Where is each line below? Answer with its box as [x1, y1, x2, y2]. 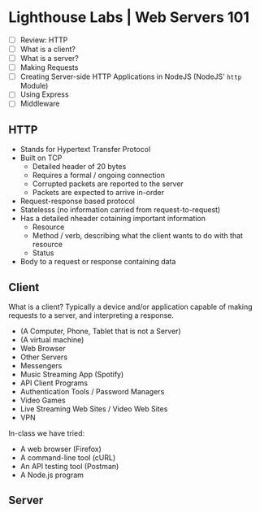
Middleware [19, 98, 60, 109]
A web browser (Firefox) [19, 444, 102, 454]
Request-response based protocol [19, 196, 136, 207]
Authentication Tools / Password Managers [19, 387, 165, 396]
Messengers [19, 361, 63, 370]
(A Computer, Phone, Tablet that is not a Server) [19, 326, 181, 336]
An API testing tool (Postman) [19, 462, 119, 471]
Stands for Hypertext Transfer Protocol [19, 145, 151, 154]
